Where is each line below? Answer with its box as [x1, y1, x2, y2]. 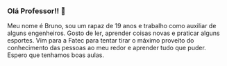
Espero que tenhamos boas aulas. [7, 51, 104, 59]
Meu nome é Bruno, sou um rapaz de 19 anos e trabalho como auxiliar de [7, 22, 217, 30]
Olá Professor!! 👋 [7, 6, 66, 16]
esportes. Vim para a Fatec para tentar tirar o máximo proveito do [7, 36, 194, 45]
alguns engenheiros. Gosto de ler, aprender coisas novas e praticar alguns [7, 29, 220, 37]
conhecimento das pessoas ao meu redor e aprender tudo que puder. [7, 44, 206, 52]
